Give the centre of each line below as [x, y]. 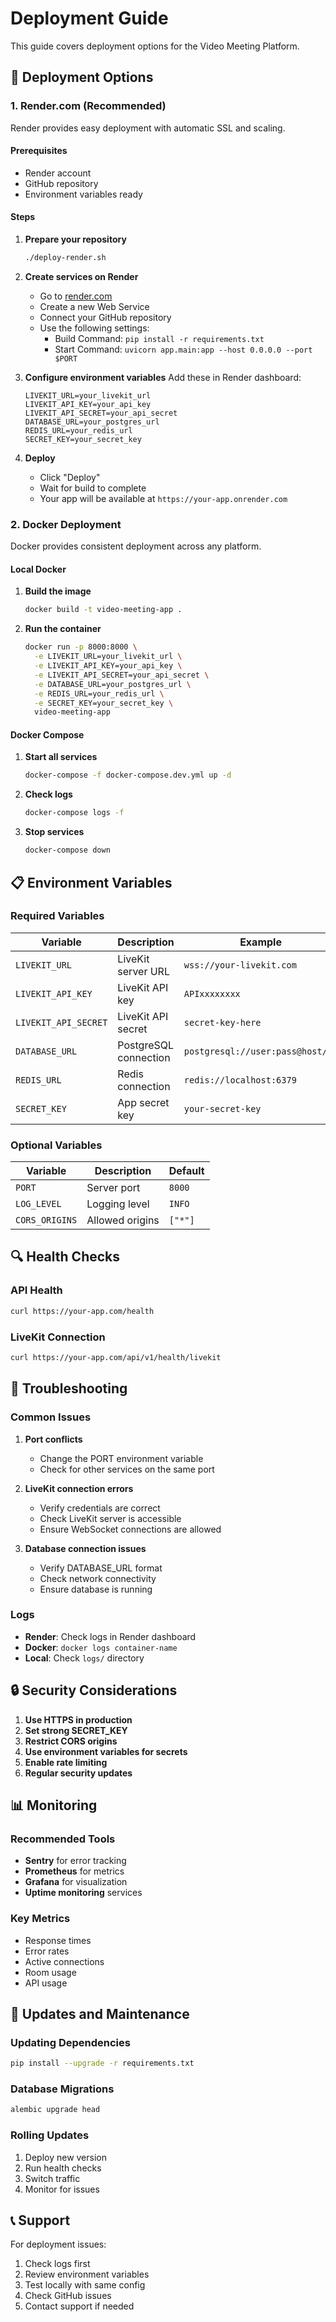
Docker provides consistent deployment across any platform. [136, 546]
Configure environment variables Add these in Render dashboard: [163, 377]
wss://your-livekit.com [240, 965]
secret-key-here [222, 1022]
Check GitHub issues [68, 2296]
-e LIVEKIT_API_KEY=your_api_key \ [108, 666]
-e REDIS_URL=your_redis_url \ [99, 693]
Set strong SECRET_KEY [76, 1730]
